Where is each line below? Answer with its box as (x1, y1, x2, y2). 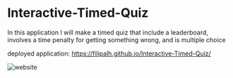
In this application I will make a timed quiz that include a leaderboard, (7, 28, 208, 37)
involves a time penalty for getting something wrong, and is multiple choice (7, 35, 226, 44)
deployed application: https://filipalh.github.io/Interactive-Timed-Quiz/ (7, 49, 212, 58)
